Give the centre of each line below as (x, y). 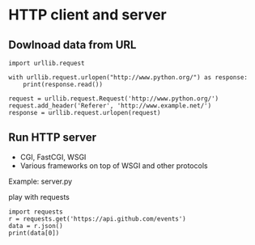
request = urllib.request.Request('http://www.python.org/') (114, 99)
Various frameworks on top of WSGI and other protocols (114, 165)
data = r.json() (36, 226)
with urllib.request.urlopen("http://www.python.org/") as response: (128, 78)
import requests (36, 212)
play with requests (39, 196)
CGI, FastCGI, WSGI (53, 157)
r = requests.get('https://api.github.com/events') (97, 219)
